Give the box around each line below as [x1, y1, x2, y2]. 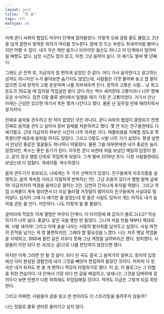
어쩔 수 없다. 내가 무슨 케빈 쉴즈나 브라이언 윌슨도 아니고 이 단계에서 [14, 47, 143, 53]
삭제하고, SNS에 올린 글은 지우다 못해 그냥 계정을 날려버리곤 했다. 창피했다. [10, 236, 153, 242]
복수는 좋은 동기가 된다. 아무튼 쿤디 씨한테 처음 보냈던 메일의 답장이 [23, 147, 151, 153]
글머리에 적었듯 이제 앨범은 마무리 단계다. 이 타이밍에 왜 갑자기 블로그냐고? [5, 211, 147, 217]
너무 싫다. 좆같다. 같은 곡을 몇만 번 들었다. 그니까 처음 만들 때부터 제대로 [18, 217, 155, 223]
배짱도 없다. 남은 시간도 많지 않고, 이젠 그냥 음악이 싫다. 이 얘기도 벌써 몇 [10, 53, 148, 59]
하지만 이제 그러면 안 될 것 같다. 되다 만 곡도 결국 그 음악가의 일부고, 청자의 [5, 252, 147, 258]
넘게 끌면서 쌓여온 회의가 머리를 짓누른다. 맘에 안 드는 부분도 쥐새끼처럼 [10, 41, 146, 47]
